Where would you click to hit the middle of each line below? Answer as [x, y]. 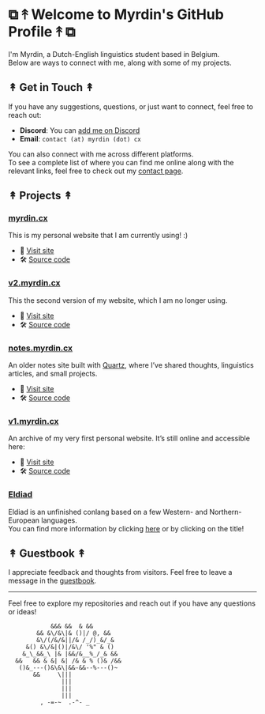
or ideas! [22, 612]
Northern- [225, 512]
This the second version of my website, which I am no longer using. [118, 300]
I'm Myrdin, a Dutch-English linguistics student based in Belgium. [114, 54]
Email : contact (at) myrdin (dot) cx [80, 138]
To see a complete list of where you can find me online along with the [121, 162]
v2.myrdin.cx [34, 283]
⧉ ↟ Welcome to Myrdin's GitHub [116, 15]
